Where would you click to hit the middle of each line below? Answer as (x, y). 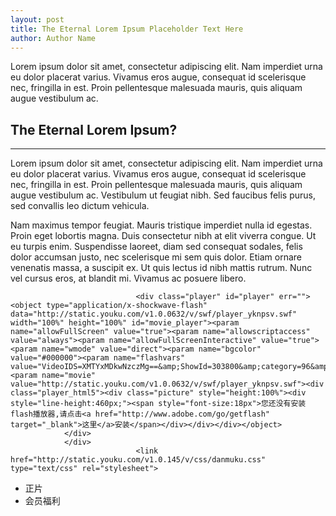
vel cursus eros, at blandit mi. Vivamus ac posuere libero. (128, 278)
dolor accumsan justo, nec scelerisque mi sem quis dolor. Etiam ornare (156, 257)
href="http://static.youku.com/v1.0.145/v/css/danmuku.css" (138, 460)
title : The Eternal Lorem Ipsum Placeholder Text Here (127, 29)
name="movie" (69, 376)
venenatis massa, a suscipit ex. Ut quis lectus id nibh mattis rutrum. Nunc (161, 268)
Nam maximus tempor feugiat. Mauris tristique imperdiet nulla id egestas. (161, 225)
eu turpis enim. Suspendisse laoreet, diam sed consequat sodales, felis (156, 247)
